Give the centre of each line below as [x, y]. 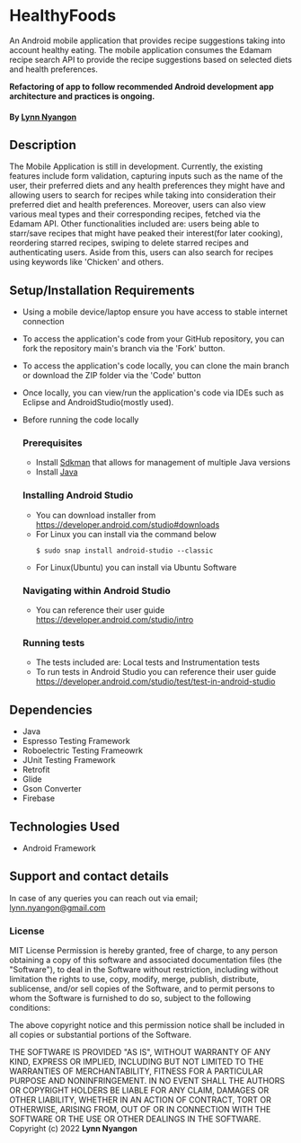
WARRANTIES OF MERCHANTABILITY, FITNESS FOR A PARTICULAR [136, 1071]
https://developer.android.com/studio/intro [115, 620]
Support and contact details [89, 877]
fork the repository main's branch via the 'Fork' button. [124, 349]
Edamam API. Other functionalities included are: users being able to [134, 224]
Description [43, 145]
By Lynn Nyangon [43, 117]
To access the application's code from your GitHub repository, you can [153, 339]
